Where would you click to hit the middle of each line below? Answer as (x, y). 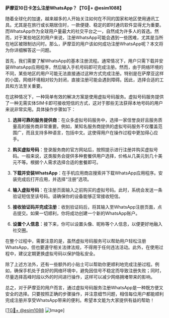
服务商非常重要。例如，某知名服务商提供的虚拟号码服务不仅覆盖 (92, 126)
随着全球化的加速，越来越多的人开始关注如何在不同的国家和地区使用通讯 (80, 19)
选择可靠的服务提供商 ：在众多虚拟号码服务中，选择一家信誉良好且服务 (85, 120)
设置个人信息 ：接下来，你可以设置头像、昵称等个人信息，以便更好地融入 (87, 224)
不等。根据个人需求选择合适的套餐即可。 (59, 162)
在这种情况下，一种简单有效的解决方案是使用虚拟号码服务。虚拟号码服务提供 (84, 97)
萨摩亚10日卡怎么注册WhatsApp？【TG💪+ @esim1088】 (65, 8)
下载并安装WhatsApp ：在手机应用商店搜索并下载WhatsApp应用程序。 (85, 173)
